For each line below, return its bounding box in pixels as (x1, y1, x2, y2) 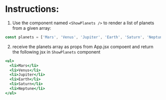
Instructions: (5, 3, 59, 15)
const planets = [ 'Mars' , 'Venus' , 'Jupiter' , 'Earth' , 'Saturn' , (5, 35, 145, 40)
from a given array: (12, 25, 51, 31)
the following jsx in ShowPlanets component (12, 49, 101, 55)
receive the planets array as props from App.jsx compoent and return (12, 44, 154, 50)
